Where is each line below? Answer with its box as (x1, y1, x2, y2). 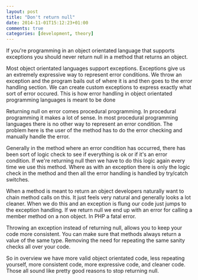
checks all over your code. (6, 243, 71, 250)
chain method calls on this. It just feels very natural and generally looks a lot (6, 194, 191, 201)
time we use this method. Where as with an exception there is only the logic (6, 164, 190, 171)
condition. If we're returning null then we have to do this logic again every (6, 157, 185, 164)
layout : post (6, 8, 38, 15)
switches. (6, 176, 30, 183)
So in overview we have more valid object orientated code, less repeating (6, 254, 185, 262)
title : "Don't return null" (6, 14, 76, 20)
